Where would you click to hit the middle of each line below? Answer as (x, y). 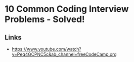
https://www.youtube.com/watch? (46, 49)
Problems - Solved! (45, 19)
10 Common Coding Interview (67, 9)
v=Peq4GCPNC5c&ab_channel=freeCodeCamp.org (64, 54)
